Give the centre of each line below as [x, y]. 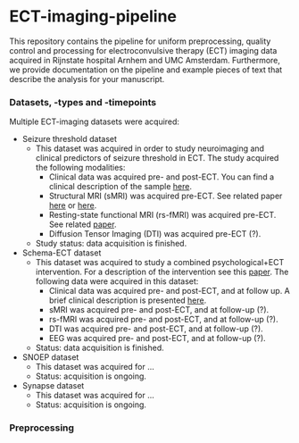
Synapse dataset [53, 386]
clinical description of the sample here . [120, 187]
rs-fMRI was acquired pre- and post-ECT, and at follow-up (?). [163, 320]
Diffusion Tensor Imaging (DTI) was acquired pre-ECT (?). [155, 234]
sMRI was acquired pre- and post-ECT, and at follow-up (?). [159, 310]
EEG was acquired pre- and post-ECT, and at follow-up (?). [157, 339]
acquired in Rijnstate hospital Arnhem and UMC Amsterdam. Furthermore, [145, 60]
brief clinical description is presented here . [128, 300]
